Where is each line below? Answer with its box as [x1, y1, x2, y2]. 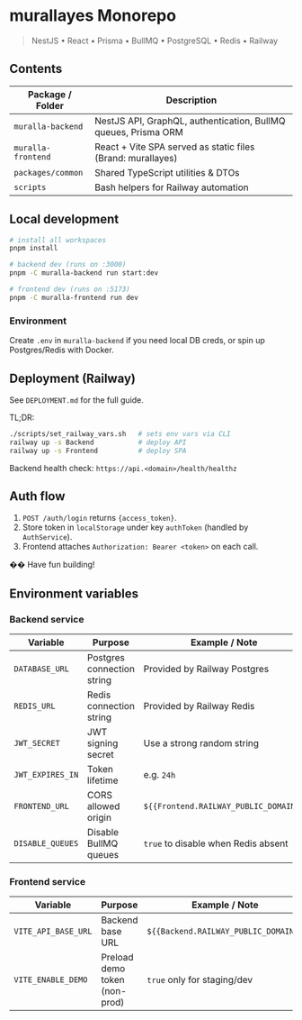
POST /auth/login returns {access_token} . [22, 513, 177, 524]
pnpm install [9, 244, 58, 253]
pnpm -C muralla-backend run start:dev [9, 269, 159, 278]
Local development [9, 212, 120, 227]
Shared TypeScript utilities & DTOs [93, 166, 240, 178]
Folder [35, 99, 65, 112]
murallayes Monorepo [9, 5, 177, 26]
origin [86, 812, 112, 824]
